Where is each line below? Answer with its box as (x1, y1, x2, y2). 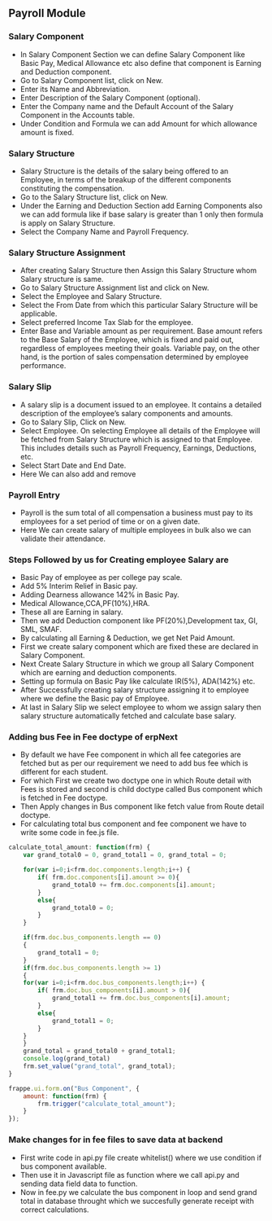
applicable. (19, 309, 58, 318)
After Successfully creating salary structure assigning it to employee (19, 685, 249, 695)
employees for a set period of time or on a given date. (19, 516, 201, 526)
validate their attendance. (19, 534, 106, 543)
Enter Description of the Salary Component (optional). (19, 93, 201, 103)
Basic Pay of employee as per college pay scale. (19, 573, 183, 582)
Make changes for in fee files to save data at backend (8, 1134, 223, 1145)
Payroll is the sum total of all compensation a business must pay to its (19, 507, 253, 517)
